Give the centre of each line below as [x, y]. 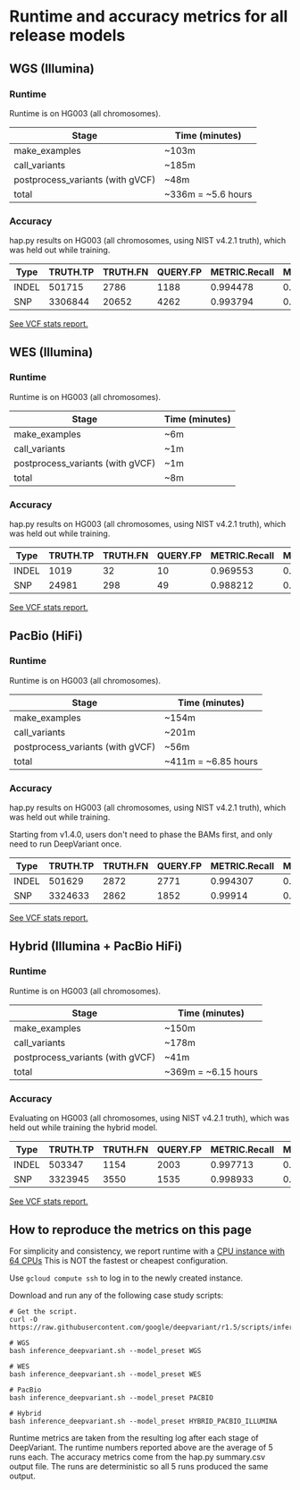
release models [67, 35]
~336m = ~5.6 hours [208, 194]
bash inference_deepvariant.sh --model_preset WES [105, 1374]
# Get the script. [43, 1311]
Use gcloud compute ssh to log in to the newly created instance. [126, 1278]
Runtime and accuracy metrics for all [149, 17]
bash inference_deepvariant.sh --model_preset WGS [105, 1350]
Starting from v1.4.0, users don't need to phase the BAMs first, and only [141, 835]
